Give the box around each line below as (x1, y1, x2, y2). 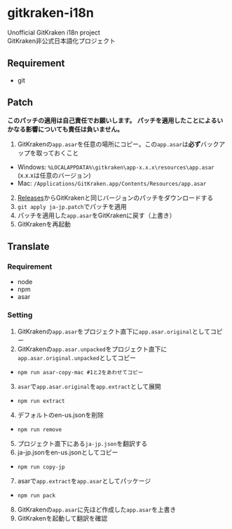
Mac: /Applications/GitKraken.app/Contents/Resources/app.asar (17, 179, 207, 187)
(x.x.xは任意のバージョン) (17, 171, 91, 179)
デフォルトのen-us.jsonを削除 (17, 410, 104, 419)
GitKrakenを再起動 (17, 219, 71, 228)
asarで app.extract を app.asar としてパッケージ (17, 476, 151, 485)
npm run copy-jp (17, 463, 65, 471)
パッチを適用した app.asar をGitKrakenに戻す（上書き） (17, 211, 176, 219)
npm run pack (17, 492, 56, 499)
